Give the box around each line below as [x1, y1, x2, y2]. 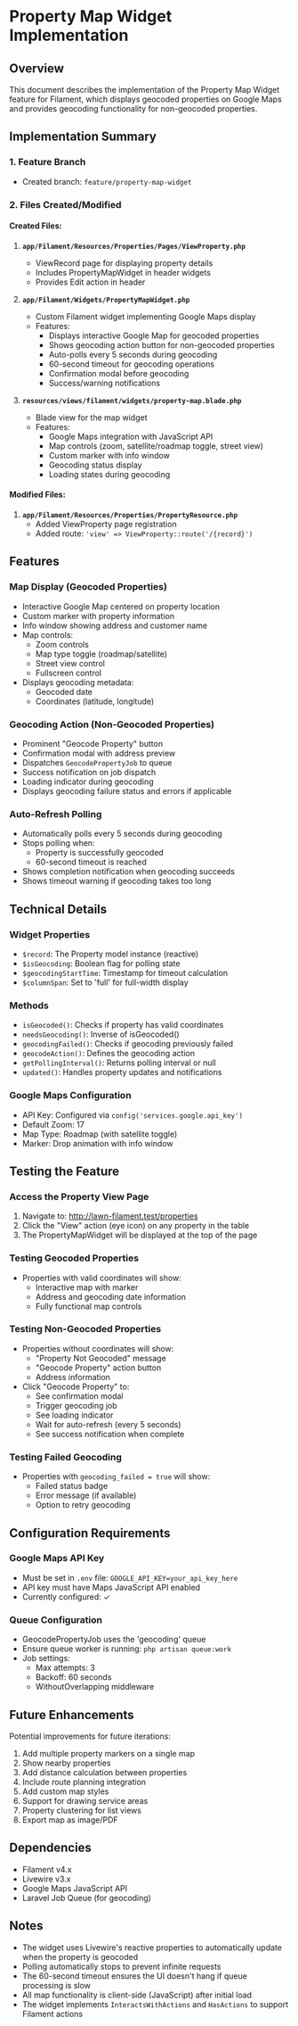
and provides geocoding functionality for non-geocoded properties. [9, 103, 258, 113]
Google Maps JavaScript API [21, 1882, 128, 1893]
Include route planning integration [21, 1776, 147, 1787]
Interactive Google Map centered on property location [21, 600, 221, 612]
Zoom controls [35, 639, 89, 649]
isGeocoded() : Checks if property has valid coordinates [21, 1020, 224, 1030]
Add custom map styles [21, 1786, 109, 1797]
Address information [35, 1371, 111, 1382]
